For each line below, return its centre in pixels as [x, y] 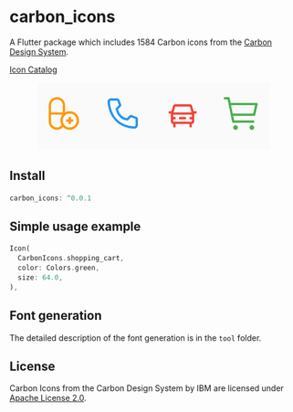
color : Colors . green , [59, 268]
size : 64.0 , [41, 278]
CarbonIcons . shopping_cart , [71, 259]
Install [27, 176]
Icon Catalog [33, 69]
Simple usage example [75, 227]
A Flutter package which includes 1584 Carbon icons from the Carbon [141, 42]
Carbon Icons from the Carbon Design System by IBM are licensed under [147, 388]
